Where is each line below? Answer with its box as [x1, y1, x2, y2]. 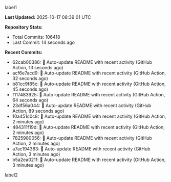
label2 [5, 172, 18, 178]
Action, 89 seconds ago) [12, 108, 65, 114]
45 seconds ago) [12, 86, 48, 92]
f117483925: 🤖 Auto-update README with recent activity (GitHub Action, [12, 92, 165, 97]
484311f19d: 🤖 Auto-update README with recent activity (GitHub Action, [12, 124, 165, 130]
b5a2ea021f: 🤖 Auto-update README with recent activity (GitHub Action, [12, 157, 166, 163]
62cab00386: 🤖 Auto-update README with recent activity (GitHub [12, 59, 152, 65]
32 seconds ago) [12, 75, 48, 81]
